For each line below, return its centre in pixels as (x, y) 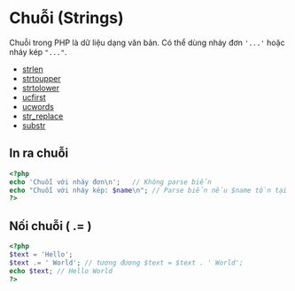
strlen (33, 69)
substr (34, 125)
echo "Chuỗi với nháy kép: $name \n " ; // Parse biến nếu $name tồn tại (148, 190)
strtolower (41, 88)
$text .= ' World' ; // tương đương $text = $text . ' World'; (126, 263)
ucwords (38, 106)
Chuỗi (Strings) (66, 18)
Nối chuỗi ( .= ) (50, 226)
